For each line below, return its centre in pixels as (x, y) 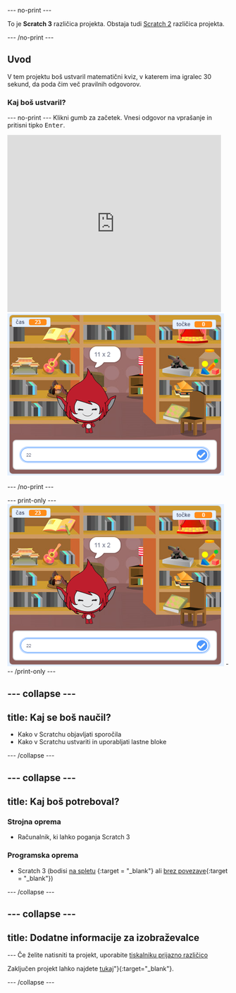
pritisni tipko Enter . (36, 125)
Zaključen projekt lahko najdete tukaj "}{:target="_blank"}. (91, 968)
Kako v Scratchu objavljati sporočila (69, 734)
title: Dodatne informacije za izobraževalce (103, 938)
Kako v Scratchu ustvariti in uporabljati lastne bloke (92, 742)
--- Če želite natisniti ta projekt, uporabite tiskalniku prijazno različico (108, 955)
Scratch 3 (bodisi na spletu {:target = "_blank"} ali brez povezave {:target (123, 870)
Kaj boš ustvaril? (37, 102)
